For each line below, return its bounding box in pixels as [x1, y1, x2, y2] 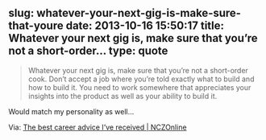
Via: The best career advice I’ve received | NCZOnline [8, 122, 187, 132]
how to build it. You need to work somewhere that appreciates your [27, 82, 251, 92]
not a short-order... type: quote [8, 44, 168, 58]
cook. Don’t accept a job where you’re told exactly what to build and [27, 74, 255, 84]
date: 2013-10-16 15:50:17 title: [65, 19, 224, 33]
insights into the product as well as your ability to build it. [27, 91, 218, 101]
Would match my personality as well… [8, 106, 135, 116]
